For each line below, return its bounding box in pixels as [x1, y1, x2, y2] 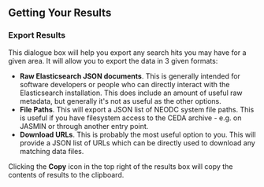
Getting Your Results [8, 6, 112, 20]
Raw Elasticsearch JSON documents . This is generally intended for [19, 71, 240, 81]
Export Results [8, 30, 65, 41]
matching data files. [19, 146, 84, 156]
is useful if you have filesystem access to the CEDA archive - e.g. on [19, 113, 242, 123]
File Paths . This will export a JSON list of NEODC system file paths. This [19, 104, 255, 114]
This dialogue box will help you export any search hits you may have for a [8, 47, 247, 57]
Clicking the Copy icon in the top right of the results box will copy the [8, 161, 233, 171]
